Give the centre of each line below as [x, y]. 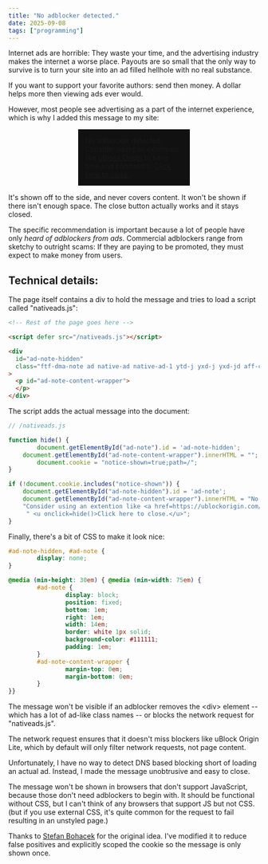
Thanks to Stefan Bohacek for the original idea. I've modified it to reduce [128, 836]
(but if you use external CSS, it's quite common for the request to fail [121, 812]
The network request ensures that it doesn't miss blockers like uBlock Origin [134, 739]
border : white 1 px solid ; [108, 632]
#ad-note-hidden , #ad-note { [57, 551]
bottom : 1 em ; [87, 610]
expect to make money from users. [66, 255]
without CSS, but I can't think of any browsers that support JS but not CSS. [132, 804]
